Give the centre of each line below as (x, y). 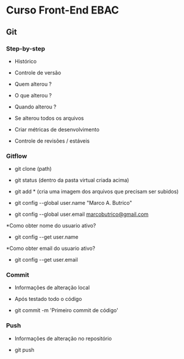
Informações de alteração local (52, 287)
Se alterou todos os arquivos (49, 118)
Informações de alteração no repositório (63, 338)
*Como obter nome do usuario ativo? (51, 226)
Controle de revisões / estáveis (52, 141)
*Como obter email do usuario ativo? (51, 248)
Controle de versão (38, 72)
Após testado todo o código (48, 299)
